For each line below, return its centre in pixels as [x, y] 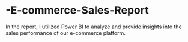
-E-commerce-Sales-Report [77, 10]
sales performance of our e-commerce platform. [65, 33]
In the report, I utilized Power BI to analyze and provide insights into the [94, 27]
